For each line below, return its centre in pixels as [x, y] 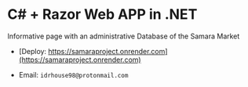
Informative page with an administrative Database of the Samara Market [124, 36]
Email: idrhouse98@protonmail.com [73, 74]
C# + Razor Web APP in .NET [102, 14]
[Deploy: [33, 51]
